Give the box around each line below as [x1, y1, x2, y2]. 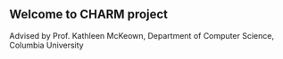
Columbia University [9, 40, 84, 50]
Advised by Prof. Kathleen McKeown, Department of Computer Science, [9, 30, 275, 41]
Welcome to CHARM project [9, 7, 168, 22]
